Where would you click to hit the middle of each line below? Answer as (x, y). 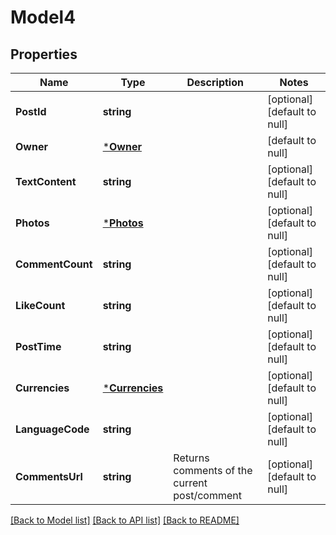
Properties (44, 54)
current (190, 483)
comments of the (213, 470)
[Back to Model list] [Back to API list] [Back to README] (125, 520)
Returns (191, 458)
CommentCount (54, 264)
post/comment (207, 495)
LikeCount (40, 305)
